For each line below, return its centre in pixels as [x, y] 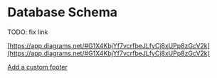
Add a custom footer [37, 67]
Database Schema [63, 12]
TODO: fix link [28, 32]
